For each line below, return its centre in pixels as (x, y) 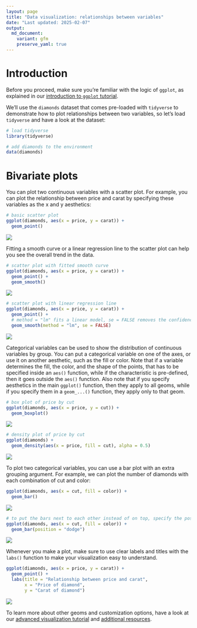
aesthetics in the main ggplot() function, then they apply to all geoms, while (98, 385)
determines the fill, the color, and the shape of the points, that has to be (92, 366)
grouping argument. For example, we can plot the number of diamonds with (97, 474)
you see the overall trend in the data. (50, 255)
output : (16, 28)
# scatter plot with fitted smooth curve (57, 265)
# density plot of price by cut (45, 435)
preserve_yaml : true (42, 45)
